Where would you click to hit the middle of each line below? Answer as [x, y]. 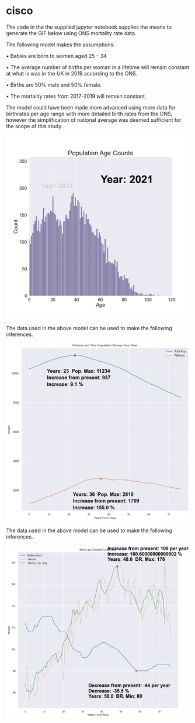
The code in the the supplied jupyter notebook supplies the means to [89, 27]
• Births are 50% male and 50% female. [54, 85]
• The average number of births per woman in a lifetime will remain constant [98, 67]
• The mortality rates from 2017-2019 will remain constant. [76, 96]
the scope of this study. [34, 126]
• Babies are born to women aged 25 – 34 [56, 56]
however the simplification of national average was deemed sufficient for [94, 120]
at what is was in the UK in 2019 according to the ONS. [72, 73]
